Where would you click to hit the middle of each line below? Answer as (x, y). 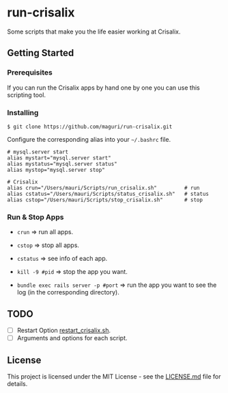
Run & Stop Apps (35, 217)
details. (17, 383)
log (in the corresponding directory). (68, 292)
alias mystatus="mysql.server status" (62, 164)
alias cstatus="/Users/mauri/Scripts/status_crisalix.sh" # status (108, 194)
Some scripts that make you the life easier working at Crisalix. (94, 31)
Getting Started (41, 53)
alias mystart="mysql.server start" (59, 158)
